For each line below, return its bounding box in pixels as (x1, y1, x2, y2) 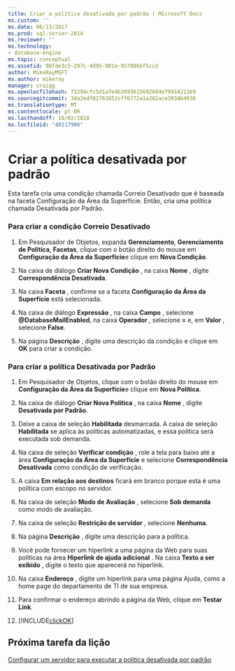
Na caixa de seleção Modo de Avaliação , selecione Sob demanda (17, 498, 211, 506)
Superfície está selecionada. (17, 294, 102, 303)
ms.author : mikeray (8, 75, 65, 83)
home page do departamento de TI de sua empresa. (17, 582, 169, 590)
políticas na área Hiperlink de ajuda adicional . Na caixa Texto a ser (17, 553, 215, 562)
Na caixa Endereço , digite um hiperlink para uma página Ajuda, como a (17, 574, 226, 583)
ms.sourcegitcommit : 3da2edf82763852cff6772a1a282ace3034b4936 (8, 95, 197, 102)
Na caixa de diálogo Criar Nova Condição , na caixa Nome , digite (17, 266, 209, 274)
